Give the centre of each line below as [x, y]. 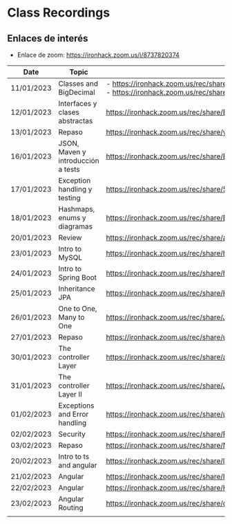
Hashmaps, [77, 209]
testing [69, 198]
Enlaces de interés [48, 38]
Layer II [70, 394]
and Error [74, 414]
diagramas [76, 226]
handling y [75, 189]
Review [70, 238]
